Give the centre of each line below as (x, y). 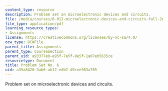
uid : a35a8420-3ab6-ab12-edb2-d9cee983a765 (51, 70)
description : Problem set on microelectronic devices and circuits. (78, 14)
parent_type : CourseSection (34, 51)
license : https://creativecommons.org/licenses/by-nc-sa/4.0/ (71, 38)
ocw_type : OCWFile (24, 42)
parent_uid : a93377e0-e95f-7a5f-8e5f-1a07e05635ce (59, 56)
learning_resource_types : (32, 28)
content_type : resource (30, 10)
